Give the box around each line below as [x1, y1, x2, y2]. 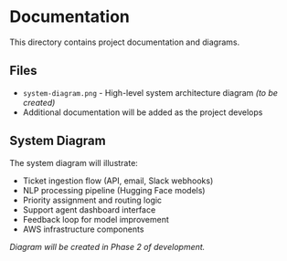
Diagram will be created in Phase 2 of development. [9, 241, 206, 252]
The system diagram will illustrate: [9, 157, 139, 168]
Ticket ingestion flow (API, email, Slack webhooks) [22, 175, 214, 186]
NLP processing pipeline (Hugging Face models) [22, 184, 206, 195]
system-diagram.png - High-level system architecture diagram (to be [22, 87, 279, 98]
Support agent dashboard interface [22, 204, 156, 215]
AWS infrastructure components [22, 224, 144, 235]
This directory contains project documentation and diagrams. [9, 37, 240, 47]
